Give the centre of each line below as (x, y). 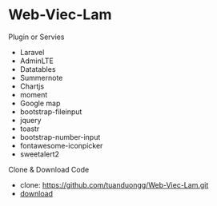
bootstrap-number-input (60, 137)
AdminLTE (36, 61)
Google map (40, 103)
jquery (30, 120)
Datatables (38, 69)
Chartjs (32, 86)
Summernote (41, 77)
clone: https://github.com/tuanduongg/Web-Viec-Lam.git (114, 184)
